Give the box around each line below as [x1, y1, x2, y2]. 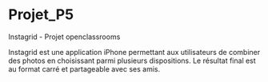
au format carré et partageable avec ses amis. [8, 64, 161, 73]
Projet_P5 [8, 6, 74, 24]
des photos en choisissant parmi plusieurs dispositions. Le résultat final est [8, 56, 256, 65]
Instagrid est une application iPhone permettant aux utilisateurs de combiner [8, 47, 261, 57]
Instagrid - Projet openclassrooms [8, 32, 121, 41]
